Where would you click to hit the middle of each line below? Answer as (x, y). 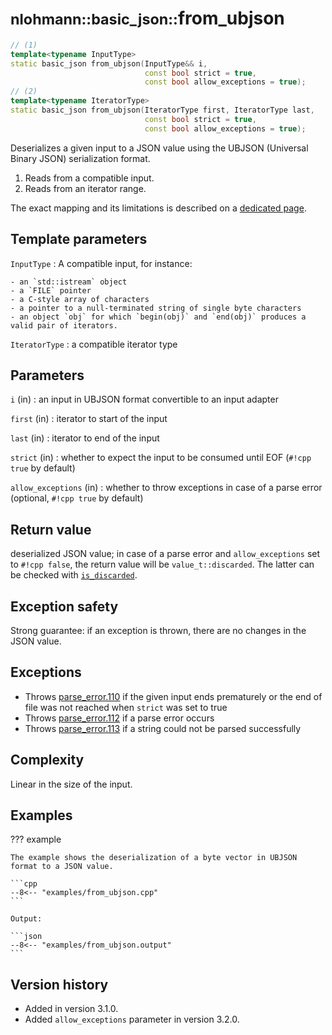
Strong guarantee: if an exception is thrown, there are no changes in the (158, 630)
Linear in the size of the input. (71, 784)
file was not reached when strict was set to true (126, 707)
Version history (59, 984)
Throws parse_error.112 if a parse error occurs (119, 718)
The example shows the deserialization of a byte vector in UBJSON (154, 858)
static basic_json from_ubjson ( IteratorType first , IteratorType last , (162, 110)
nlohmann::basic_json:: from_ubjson (147, 18)
